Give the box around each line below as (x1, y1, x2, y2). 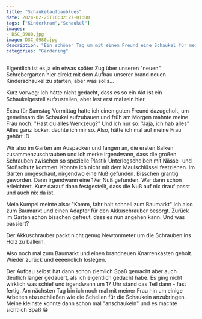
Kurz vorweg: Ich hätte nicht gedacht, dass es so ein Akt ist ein (6, 88, 162, 96)
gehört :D (6, 132, 30, 140)
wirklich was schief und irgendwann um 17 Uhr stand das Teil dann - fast (6, 280, 186, 288)
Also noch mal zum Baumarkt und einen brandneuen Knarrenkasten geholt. (6, 249, 193, 256)
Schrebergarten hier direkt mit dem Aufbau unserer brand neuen (6, 70, 167, 78)
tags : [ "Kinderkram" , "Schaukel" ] (6, 20, 90, 26)
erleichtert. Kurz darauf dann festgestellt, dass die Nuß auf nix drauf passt (6, 182, 191, 190)
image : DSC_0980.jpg (6, 37, 58, 43)
